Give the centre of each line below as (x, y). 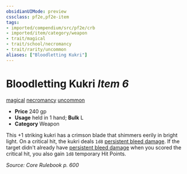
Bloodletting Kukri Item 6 (67, 84)
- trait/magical (26, 39)
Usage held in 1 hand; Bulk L (49, 117)
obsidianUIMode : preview (36, 11)
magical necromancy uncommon (46, 100)
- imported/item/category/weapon (47, 33)
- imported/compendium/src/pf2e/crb (51, 28)
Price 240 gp (30, 111)
